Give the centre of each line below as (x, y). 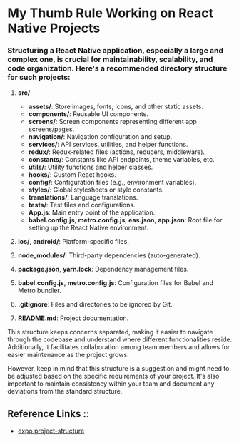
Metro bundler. (40, 291)
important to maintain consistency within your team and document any (111, 384)
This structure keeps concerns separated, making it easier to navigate (110, 332)
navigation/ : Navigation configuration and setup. (100, 137)
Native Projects (54, 28)
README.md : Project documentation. (73, 318)
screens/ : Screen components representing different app (113, 122)
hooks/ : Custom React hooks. (72, 175)
